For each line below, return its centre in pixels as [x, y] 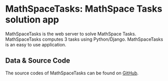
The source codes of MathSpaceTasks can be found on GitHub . [72, 73]
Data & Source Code [38, 61]
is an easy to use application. [36, 44]
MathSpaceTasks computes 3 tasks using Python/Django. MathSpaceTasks [84, 39]
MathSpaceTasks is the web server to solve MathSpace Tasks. [71, 34]
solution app [32, 20]
